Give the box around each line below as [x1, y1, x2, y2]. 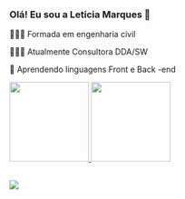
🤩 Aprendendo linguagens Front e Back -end [9, 64, 177, 75]
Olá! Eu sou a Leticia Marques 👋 [9, 8, 151, 21]
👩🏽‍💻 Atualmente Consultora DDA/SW [9, 46, 148, 57]
